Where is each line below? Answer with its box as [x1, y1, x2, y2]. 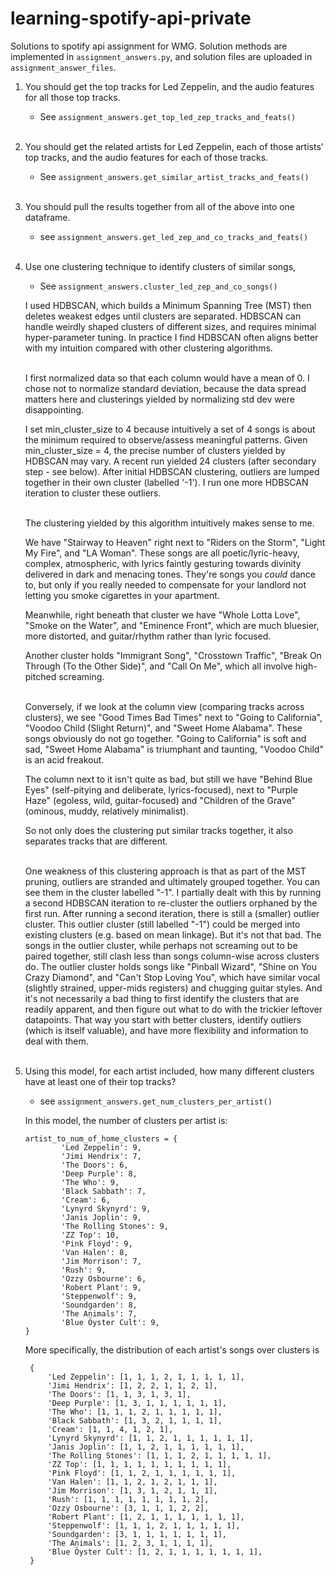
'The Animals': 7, [61, 1308, 138, 1319]
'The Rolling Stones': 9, [61, 1221, 169, 1231]
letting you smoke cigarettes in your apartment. [24, 589, 220, 601]
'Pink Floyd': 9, [61, 1238, 133, 1249]
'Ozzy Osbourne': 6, [61, 1273, 147, 1284]
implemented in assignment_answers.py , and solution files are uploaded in [10, 50, 313, 62]
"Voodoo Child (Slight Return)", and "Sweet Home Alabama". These [24, 722, 303, 734]
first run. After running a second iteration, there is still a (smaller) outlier [24, 907, 320, 919]
